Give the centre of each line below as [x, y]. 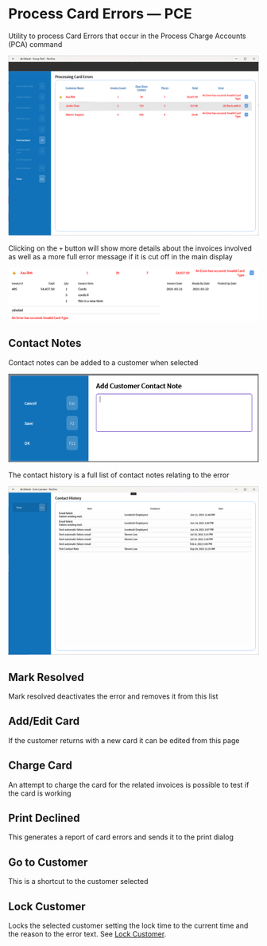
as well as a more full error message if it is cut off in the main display [120, 257]
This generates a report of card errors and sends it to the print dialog [121, 837]
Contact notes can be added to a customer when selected [103, 362]
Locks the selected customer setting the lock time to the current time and [128, 926]
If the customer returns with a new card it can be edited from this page [124, 740]
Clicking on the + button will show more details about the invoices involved [130, 248]
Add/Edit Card [44, 721]
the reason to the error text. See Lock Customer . [87, 934]
